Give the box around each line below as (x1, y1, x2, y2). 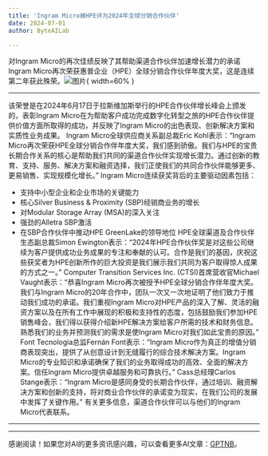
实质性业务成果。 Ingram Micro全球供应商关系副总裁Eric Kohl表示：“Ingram (8, 131, 256, 141)
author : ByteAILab (8, 26, 69, 34)
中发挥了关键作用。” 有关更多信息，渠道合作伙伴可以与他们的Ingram (19, 397, 241, 407)
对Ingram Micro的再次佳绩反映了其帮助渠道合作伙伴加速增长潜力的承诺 (8, 57, 241, 66)
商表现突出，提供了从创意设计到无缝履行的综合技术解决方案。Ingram (19, 347, 246, 357)
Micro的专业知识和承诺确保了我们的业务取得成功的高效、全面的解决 (19, 357, 242, 367)
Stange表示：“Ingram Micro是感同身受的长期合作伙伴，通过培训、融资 (19, 377, 251, 387)
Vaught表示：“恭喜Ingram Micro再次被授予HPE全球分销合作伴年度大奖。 (19, 277, 258, 287)
